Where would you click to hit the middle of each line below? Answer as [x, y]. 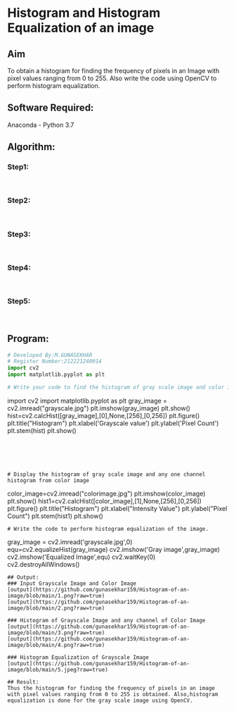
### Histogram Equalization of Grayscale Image [78, 657]
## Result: [23, 682]
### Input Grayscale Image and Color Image [72, 583]
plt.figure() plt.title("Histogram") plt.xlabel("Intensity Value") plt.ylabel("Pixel [117, 508]
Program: [28, 339]
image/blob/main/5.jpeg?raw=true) [58, 669]
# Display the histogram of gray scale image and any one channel [106, 474]
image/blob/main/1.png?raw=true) [56, 596]
